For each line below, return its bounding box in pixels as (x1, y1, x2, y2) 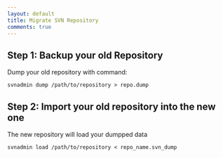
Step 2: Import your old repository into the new (7, 100, 216, 112)
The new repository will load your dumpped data (7, 131, 148, 138)
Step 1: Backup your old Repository (7, 49, 163, 61)
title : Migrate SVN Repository (7, 17, 99, 24)
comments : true (7, 23, 52, 30)
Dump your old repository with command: (7, 68, 128, 77)
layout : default (7, 10, 55, 18)
